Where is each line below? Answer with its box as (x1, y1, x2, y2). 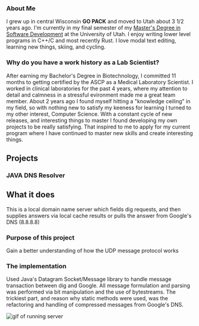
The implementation (6, 262, 67, 270)
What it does (6, 190, 55, 200)
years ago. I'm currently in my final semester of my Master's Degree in (6, 24, 181, 31)
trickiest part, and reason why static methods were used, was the (6, 295, 168, 302)
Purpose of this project (6, 233, 75, 241)
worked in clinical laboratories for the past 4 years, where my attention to (6, 85, 188, 92)
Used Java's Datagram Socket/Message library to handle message (6, 276, 172, 283)
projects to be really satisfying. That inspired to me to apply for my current (6, 123, 191, 130)
